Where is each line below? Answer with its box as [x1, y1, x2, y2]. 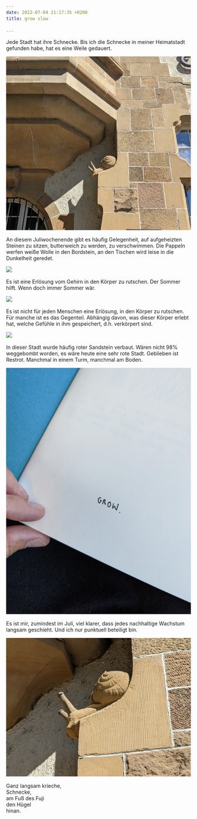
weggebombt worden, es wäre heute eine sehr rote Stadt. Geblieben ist [6, 350, 179, 357]
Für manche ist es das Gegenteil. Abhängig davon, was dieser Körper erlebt [6, 314, 189, 321]
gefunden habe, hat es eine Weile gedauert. [6, 45, 113, 52]
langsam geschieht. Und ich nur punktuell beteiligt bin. [6, 626, 138, 633]
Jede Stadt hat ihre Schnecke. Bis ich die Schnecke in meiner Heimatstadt [6, 39, 185, 46]
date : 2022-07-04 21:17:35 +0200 [6, 9, 88, 15]
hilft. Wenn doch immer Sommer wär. [6, 284, 96, 291]
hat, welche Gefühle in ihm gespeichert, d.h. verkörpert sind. [6, 320, 153, 328]
